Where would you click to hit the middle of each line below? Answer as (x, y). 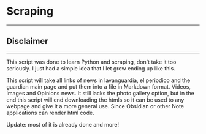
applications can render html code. (50, 113)
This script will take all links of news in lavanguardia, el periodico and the (98, 80)
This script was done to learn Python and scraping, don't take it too (91, 62)
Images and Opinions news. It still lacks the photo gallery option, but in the (100, 93)
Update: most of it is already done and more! (63, 124)
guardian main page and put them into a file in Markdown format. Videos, (99, 86)
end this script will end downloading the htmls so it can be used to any (95, 100)
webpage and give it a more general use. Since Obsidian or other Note (95, 106)
